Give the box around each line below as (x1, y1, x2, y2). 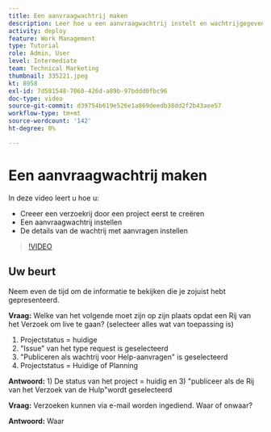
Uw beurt (8, 265, 56, 279)
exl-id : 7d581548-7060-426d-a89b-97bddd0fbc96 (8, 86, 168, 95)
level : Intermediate (8, 57, 78, 65)
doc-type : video (8, 94, 63, 103)
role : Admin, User (8, 49, 70, 57)
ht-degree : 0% (8, 124, 56, 132)
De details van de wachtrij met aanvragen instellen (19, 225, 188, 235)
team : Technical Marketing (8, 65, 99, 73)
